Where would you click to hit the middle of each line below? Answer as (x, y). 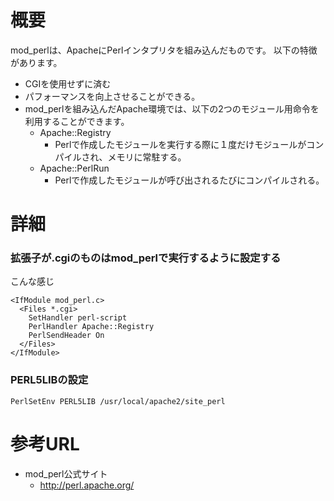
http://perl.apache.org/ (87, 485)
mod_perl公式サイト (66, 473)
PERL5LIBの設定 (49, 380)
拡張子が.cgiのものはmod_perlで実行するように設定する (146, 258)
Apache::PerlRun (74, 168)
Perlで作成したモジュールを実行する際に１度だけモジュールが (180, 144)
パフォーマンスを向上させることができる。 (112, 96)
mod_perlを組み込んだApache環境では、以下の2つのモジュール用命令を (172, 108)
